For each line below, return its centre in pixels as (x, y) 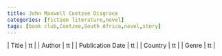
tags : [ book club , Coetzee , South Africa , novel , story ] (84, 26)
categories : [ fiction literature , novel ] (66, 20)
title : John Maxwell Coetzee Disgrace (63, 13)
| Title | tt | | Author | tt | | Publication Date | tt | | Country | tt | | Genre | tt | (111, 46)
